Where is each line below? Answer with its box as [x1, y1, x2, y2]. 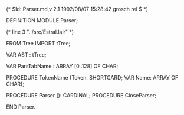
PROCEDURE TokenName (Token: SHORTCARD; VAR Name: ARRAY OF [6, 74, 179, 81]
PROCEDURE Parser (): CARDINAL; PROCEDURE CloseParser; [6, 92, 156, 98]
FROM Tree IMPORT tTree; [6, 40, 71, 47]
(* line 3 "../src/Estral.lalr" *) [6, 28, 74, 35]
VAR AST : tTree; [6, 51, 47, 58]
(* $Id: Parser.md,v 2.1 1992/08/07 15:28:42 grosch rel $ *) [6, 6, 149, 12]
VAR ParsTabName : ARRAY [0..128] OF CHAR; [6, 63, 119, 70]
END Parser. [6, 103, 36, 110]
